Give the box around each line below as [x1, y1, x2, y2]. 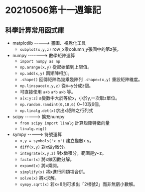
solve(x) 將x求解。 [19, 175, 59, 181]
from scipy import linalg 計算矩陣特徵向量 [19, 120, 110, 126]
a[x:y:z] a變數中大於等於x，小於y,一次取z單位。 [19, 95, 120, 101]
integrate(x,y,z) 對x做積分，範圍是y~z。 [19, 150, 107, 156]
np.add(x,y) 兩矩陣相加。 [19, 70, 72, 76]
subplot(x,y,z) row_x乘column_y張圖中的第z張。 [19, 46, 121, 52]
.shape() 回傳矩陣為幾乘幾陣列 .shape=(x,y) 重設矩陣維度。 [19, 77, 143, 82]
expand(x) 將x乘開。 [19, 163, 61, 168]
